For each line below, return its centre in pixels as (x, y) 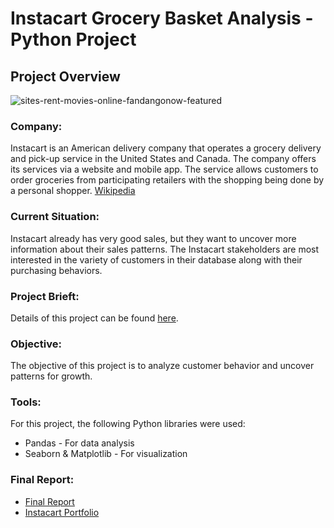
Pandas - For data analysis (79, 443)
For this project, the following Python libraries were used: (128, 424)
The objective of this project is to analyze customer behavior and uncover (162, 366)
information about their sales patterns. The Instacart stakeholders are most (165, 249)
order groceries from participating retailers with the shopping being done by (167, 180)
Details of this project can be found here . (94, 318)
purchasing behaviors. (56, 270)
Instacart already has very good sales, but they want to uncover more (153, 238)
